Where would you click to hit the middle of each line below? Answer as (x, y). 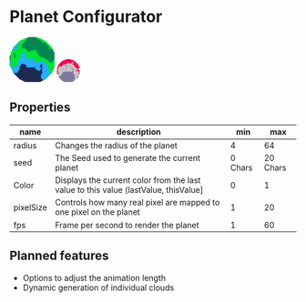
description (138, 132)
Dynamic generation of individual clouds (98, 287)
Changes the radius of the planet (116, 145)
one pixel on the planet (97, 212)
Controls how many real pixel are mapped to (137, 203)
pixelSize (30, 207)
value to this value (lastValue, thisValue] (129, 190)
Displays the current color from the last (127, 180)
